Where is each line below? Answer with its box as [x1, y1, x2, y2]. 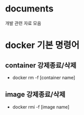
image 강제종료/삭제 [5, 90, 65, 99]
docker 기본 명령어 [5, 39, 80, 51]
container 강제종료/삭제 [5, 61, 76, 69]
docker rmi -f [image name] [12, 103, 69, 110]
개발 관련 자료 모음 [5, 20, 41, 26]
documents [5, 3, 54, 14]
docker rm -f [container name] [12, 74, 75, 80]
